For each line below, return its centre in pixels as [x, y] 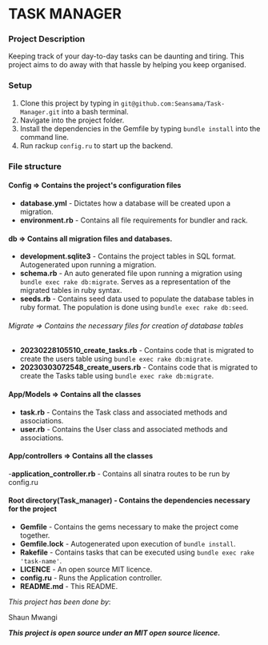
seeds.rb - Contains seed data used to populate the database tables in [137, 299]
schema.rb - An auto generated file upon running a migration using [131, 274]
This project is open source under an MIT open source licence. [114, 632]
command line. [44, 137]
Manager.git [40, 112]
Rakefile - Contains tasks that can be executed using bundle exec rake [137, 552]
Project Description [47, 39]
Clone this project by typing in [70, 103]
